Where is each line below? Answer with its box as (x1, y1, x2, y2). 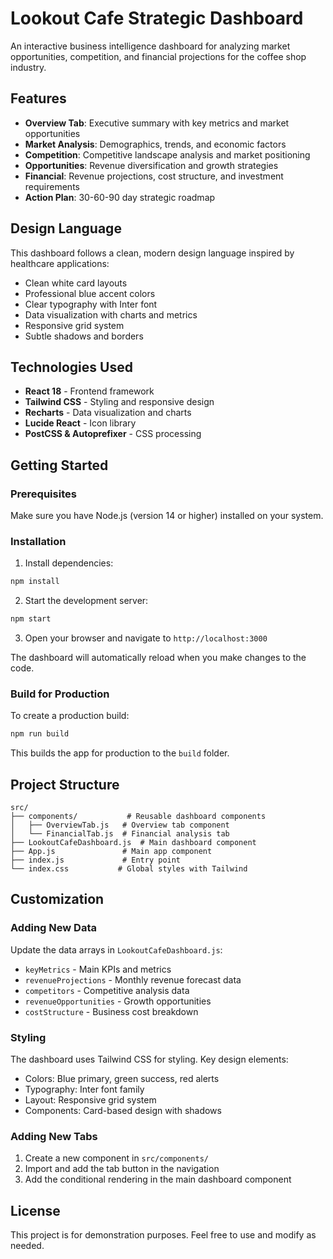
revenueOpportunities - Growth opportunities (24, 995, 212, 1007)
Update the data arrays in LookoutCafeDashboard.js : (10, 943, 223, 956)
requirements (24, 180, 80, 192)
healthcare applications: (10, 257, 110, 269)
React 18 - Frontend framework (24, 385, 155, 397)
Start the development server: (24, 595, 149, 607)
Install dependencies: (24, 557, 114, 569)
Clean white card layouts (24, 277, 128, 289)
